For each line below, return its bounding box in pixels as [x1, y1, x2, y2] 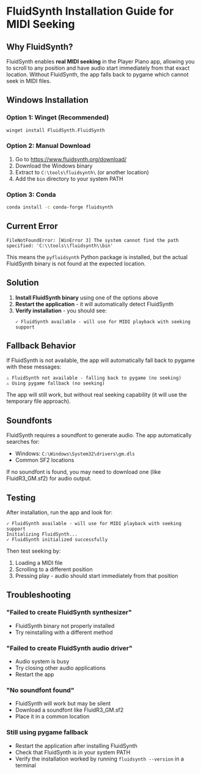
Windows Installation [6, 95, 89, 105]
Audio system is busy [15, 658, 70, 665]
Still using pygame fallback [6, 728, 89, 737]
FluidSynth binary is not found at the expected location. [6, 260, 146, 267]
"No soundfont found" [6, 686, 75, 695]
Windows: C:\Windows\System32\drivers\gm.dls [15, 450, 136, 457]
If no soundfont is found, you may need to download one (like [6, 468, 161, 476]
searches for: [6, 438, 40, 446]
